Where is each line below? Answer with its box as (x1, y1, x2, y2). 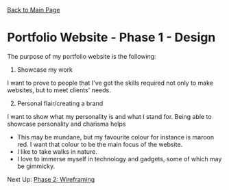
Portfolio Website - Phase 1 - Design (7, 30, 216, 45)
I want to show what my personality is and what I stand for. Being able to (7, 112, 212, 120)
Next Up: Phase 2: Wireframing (7, 175, 95, 183)
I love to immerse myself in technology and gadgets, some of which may (16, 154, 222, 163)
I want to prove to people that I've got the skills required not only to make (7, 79, 214, 87)
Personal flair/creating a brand (16, 99, 104, 107)
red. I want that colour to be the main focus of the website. (16, 140, 183, 148)
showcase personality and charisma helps (7, 120, 126, 128)
